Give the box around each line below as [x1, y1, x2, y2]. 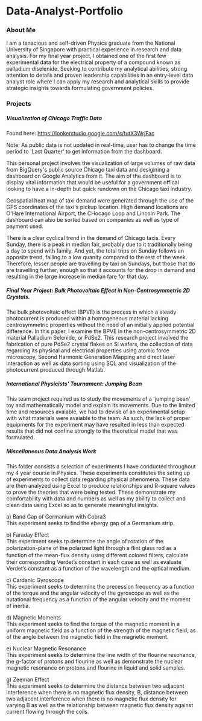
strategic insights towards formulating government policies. [6, 85, 154, 92]
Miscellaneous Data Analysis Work [6, 447, 96, 454]
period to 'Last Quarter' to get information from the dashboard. [6, 148, 162, 155]
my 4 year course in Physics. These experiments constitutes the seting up [6, 470, 191, 477]
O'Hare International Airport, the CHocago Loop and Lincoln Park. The [6, 210, 181, 217]
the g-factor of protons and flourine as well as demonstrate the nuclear [6, 658, 183, 665]
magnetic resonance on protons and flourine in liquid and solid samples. [6, 664, 186, 671]
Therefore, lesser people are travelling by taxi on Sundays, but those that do [6, 260, 195, 267]
